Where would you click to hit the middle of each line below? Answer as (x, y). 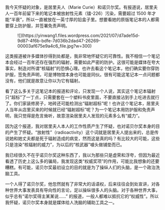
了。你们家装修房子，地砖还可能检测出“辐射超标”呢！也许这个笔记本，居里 (80, 103)
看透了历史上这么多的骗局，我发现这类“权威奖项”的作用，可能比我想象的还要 (82, 161)
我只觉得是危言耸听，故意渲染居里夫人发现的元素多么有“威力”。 (78, 116)
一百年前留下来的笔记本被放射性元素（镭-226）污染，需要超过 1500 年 (81, 13)
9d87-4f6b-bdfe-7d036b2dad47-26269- (59, 41)
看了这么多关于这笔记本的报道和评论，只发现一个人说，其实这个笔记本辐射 (80, 91)
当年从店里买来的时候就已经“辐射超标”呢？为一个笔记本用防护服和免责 (80, 109)
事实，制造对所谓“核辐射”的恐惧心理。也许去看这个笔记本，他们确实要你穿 (80, 68)
